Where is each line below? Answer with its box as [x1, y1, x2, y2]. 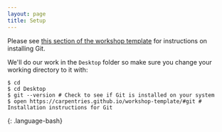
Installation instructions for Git [7, 104, 113, 111]
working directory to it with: [7, 65, 88, 74]
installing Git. [7, 44, 46, 53]
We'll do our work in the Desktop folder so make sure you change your [7, 57, 212, 66]
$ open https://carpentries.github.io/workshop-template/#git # [7, 97, 202, 105]
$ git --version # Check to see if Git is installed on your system [7, 92, 215, 99]
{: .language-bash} [7, 116, 63, 125]
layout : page [7, 10, 46, 18]
